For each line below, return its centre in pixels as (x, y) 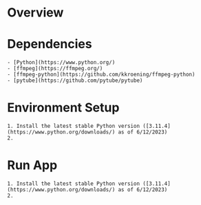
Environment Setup (63, 108)
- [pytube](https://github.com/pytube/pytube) (75, 80)
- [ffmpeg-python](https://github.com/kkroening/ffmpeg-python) (101, 75)
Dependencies (50, 44)
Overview (35, 13)
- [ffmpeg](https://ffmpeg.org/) (55, 69)
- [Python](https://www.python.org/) (61, 63)
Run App (32, 165)
